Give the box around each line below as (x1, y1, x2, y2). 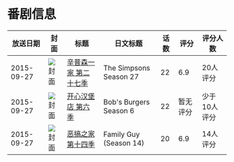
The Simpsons (103, 63, 151, 73)
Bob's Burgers (103, 97, 150, 107)
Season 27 (103, 71, 139, 81)
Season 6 (103, 105, 134, 115)
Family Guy (103, 129, 141, 139)
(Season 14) (103, 138, 145, 147)
